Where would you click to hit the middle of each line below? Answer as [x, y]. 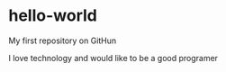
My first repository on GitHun [63, 40]
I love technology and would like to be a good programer [113, 58]
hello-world [53, 16]
